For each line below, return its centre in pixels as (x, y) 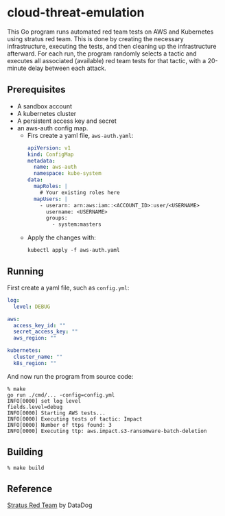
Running (26, 271)
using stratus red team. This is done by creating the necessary (95, 38)
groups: (57, 218)
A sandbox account (45, 106)
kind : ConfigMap (50, 154)
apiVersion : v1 (49, 148)
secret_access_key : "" (46, 332)
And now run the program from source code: (70, 376)
